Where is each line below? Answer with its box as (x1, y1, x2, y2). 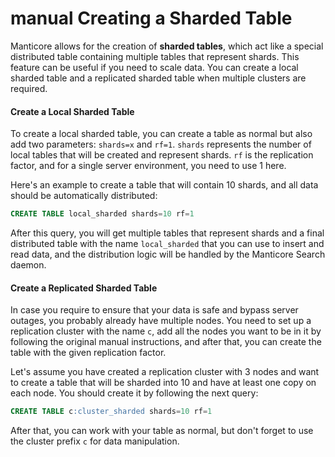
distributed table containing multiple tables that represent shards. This (10, 50, 300, 62)
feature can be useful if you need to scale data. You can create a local (10, 61, 299, 73)
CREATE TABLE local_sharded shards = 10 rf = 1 (10, 209, 195, 219)
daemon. (10, 259, 47, 271)
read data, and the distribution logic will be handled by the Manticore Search (10, 248, 326, 261)
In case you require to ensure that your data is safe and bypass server (10, 304, 299, 316)
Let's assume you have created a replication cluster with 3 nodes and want (10, 366, 320, 378)
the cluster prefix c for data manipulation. (10, 435, 180, 447)
